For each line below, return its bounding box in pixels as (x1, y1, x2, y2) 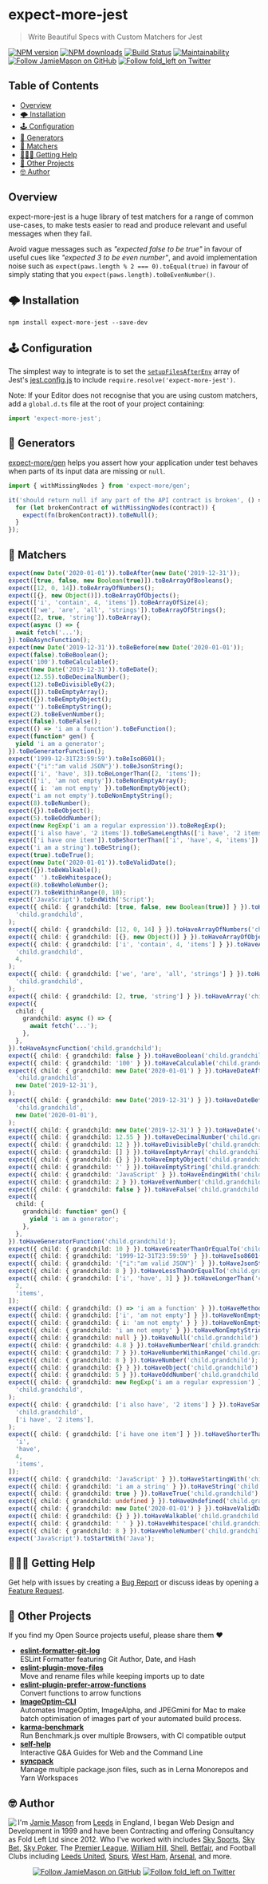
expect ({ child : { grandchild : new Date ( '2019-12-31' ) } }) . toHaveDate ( (8, 1126, 255, 1134)
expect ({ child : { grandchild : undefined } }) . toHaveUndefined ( (8, 1497, 227, 1505)
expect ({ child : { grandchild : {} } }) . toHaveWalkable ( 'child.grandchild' (8, 1512, 262, 1521)
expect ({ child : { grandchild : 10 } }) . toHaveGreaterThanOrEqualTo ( (8, 1244, 241, 1253)
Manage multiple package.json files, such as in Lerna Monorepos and (19, 1765, 249, 1775)
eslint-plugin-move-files (19, 1663, 104, 1672)
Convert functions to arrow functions (19, 1688, 142, 1698)
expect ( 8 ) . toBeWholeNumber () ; (8, 881, 109, 889)
